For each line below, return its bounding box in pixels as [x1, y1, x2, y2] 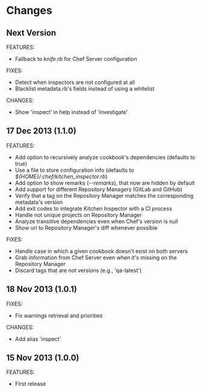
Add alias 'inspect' [14, 335, 61, 343]
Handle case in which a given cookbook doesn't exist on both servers [14, 247, 188, 254]
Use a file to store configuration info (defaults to [14, 166, 134, 174]
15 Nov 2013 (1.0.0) [6, 353, 79, 363]
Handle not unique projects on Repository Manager [14, 211, 142, 218]
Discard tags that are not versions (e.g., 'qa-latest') [14, 267, 142, 274]
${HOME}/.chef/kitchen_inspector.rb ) [14, 172, 108, 180]
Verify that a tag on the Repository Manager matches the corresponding [14, 192, 194, 199]
